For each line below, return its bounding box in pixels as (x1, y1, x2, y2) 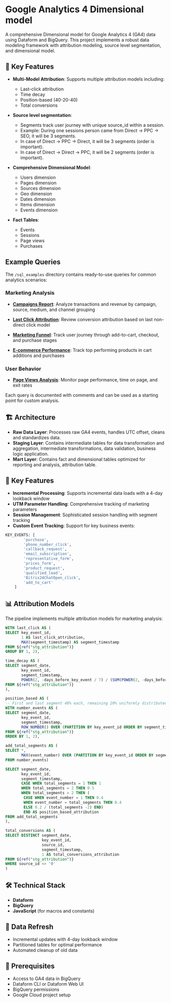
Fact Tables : (12, 217, 39, 223)
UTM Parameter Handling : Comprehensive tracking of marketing (12, 500, 150, 507)
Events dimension (20, 207, 58, 213)
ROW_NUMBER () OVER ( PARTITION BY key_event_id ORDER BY (21, 724, 142, 730)
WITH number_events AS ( (5, 706, 58, 711)
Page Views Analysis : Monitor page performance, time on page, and (12, 377, 158, 383)
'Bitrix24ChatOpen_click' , (23, 575, 81, 580)
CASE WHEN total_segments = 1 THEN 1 (21, 781, 101, 786)
